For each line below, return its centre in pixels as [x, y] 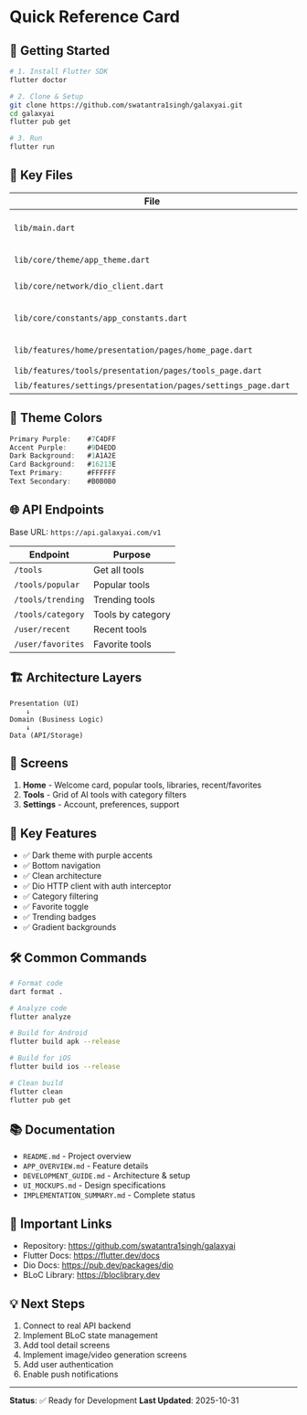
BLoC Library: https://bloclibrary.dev [91, 1275]
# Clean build [37, 1083]
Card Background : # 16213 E [63, 465]
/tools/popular [47, 585]
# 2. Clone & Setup [47, 96]
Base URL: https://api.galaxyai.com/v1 [85, 532]
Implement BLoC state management [90, 1335]
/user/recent [42, 629]
